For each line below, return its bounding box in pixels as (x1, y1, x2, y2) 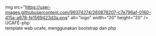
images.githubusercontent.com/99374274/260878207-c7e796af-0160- (5, 9, 151, 15)
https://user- (25, 4, 51, 10)
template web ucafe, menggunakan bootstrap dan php (5, 25, 116, 31)
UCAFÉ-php (5, 20, 30, 26)
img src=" (5, 4, 26, 10)
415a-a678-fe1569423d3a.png (5, 15, 68, 20)
